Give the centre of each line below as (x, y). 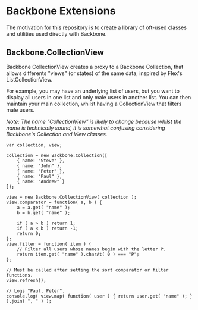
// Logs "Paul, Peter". (36, 291)
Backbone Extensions (61, 11)
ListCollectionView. (29, 79)
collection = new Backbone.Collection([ (57, 155)
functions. (20, 275)
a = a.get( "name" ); (43, 207)
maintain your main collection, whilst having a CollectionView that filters (94, 104)
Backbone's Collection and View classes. (57, 134)
